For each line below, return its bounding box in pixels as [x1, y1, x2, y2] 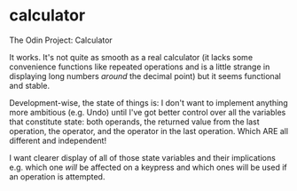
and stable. [9, 80, 51, 91]
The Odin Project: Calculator [9, 35, 113, 45]
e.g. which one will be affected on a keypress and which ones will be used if [9, 162, 287, 172]
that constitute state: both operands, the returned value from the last [9, 116, 260, 127]
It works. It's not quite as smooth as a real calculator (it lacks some [9, 52, 254, 62]
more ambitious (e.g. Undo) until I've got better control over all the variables [9, 107, 286, 117]
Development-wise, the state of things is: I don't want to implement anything [9, 97, 288, 107]
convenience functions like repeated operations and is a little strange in [9, 61, 270, 72]
